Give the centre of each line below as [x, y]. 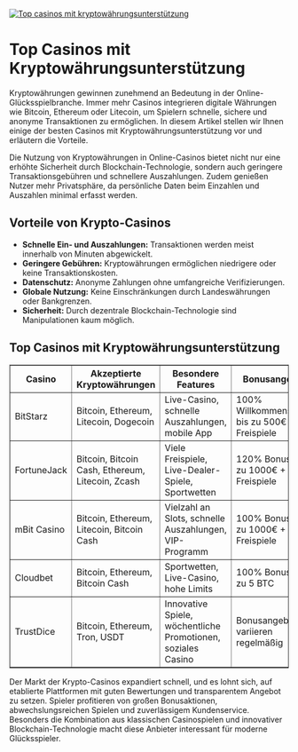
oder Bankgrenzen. [57, 301]
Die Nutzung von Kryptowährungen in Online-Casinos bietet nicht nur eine [145, 157]
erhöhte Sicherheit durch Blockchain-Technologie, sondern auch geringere [146, 166]
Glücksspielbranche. [47, 102]
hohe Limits [188, 589]
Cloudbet [34, 577]
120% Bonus [263, 459]
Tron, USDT [101, 637]
